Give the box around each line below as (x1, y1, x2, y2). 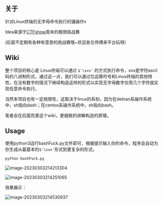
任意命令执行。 (9, 85, 39, 91)
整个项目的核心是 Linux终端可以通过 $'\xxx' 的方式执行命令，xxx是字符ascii (5, 67, 158, 73)
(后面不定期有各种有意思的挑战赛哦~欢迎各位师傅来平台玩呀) (5, 39, 127, 45)
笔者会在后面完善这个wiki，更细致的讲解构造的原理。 (5, 112, 111, 118)
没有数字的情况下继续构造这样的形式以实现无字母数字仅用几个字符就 (18, 80, 154, 85)
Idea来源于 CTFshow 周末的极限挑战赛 (5, 29, 80, 35)
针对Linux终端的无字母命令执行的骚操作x (5, 19, 87, 24)
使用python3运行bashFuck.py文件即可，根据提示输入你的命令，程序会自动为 (5, 141, 158, 146)
